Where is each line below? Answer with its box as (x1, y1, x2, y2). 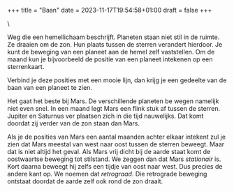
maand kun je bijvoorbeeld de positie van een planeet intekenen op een (7, 55, 213, 63)
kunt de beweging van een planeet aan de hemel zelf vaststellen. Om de (7, 48, 215, 56)
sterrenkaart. (7, 63, 45, 70)
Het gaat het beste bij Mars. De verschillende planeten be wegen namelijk (7, 97, 219, 105)
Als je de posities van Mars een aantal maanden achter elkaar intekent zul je (7, 132, 226, 141)
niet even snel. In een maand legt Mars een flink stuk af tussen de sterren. (7, 105, 221, 112)
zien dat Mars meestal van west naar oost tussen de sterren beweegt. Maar (7, 140, 225, 148)
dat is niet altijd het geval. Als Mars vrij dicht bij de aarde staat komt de (7, 148, 211, 155)
